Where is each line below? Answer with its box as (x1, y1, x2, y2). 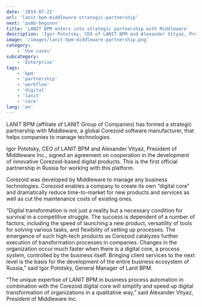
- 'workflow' (17, 82, 50, 88)
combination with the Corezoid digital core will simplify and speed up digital (6, 282, 194, 290)
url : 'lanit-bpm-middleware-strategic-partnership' (6, 14, 138, 20)
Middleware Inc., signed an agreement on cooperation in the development (6, 151, 189, 158)
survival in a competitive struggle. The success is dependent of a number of (6, 213, 195, 220)
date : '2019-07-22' (6, 8, 55, 15)
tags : (6, 64, 20, 71)
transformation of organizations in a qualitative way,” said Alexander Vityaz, (6, 288, 194, 296)
